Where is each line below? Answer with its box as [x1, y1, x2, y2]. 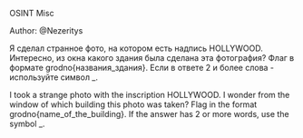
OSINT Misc [9, 8, 54, 18]
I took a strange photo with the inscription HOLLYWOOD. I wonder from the [9, 90, 290, 100]
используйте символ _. [9, 72, 98, 83]
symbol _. [9, 118, 45, 129]
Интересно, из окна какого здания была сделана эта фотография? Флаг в [9, 53, 295, 63]
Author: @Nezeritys [9, 25, 83, 35]
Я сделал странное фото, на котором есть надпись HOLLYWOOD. [9, 43, 263, 54]
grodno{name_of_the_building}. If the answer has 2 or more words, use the [9, 109, 289, 119]
